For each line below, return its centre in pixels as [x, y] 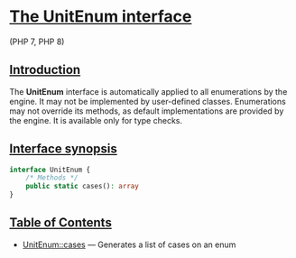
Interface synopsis [63, 149]
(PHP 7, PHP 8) [37, 41]
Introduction [45, 70]
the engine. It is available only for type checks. [96, 120]
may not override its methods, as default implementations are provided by [147, 111]
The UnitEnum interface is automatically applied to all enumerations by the [148, 91]
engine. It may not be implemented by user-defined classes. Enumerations [148, 101]
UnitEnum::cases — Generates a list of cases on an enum [129, 244]
